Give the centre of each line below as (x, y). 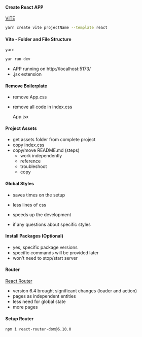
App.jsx (21, 117)
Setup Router (20, 318)
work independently (41, 156)
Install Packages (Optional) (34, 236)
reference (30, 161)
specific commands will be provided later (56, 252)
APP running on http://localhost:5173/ (52, 69)
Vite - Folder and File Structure (39, 39)
